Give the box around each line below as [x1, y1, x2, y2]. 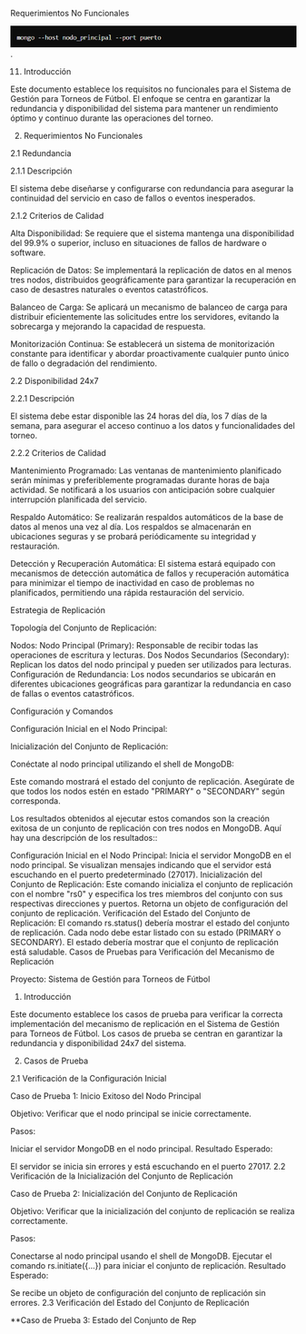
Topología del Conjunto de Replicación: [10, 622, 157, 634]
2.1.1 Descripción [10, 165, 73, 176]
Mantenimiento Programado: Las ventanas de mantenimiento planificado [10, 465, 282, 476]
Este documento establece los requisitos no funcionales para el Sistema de [10, 84, 291, 94]
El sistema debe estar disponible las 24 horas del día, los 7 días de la [10, 410, 268, 421]
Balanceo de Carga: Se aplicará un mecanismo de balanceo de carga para [10, 301, 289, 312]
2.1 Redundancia [10, 148, 72, 159]
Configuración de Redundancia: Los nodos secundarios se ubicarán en [10, 669, 276, 680]
